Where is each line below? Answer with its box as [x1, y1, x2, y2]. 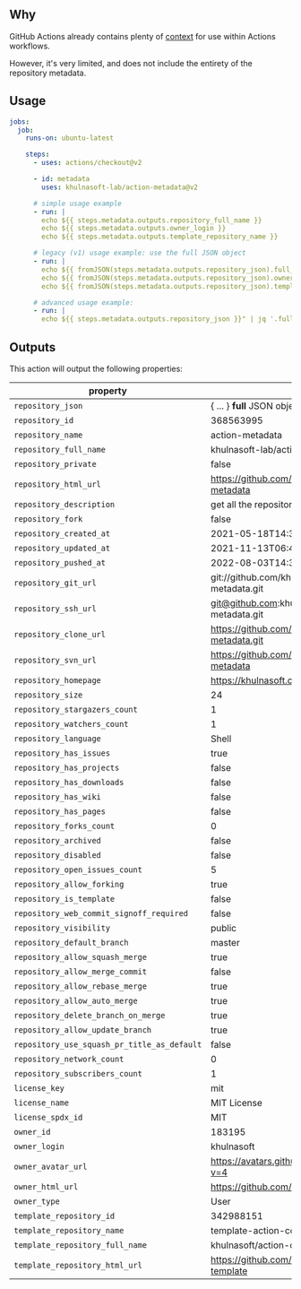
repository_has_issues [13, 748, 110, 758]
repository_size [13, 689, 83, 700]
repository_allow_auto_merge [13, 995, 138, 1006]
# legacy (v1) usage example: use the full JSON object [32, 248, 246, 258]
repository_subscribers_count [13, 1068, 143, 1078]
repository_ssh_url [13, 603, 97, 613]
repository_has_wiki [13, 792, 101, 801]
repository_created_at [13, 528, 110, 539]
